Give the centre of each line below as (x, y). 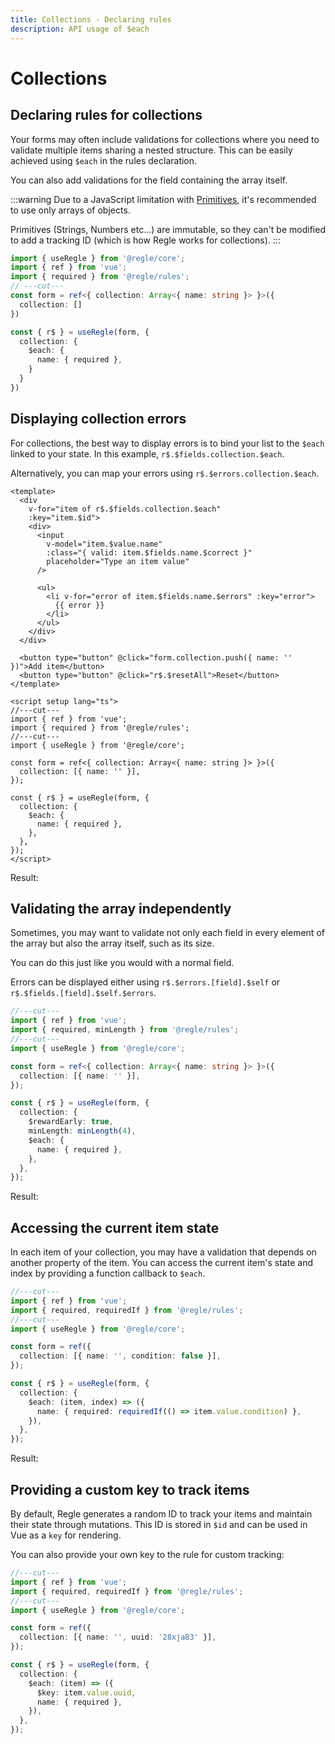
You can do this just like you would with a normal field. (122, 963)
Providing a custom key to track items (130, 1489)
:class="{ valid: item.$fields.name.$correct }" (149, 552)
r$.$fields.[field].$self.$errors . (83, 993)
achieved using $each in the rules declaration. (104, 160)
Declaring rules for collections (106, 115)
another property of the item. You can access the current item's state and (161, 1263)
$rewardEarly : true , (71, 1122)
